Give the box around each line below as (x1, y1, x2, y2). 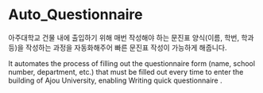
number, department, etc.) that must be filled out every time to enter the (8, 67, 244, 76)
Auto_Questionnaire (8, 6, 143, 24)
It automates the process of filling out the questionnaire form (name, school (8, 58, 256, 68)
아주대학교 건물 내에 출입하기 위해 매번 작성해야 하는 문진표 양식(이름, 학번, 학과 (8, 33, 254, 42)
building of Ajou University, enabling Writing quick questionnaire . (8, 76, 222, 85)
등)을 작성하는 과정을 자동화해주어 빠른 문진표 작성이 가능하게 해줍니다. (8, 42, 227, 52)
